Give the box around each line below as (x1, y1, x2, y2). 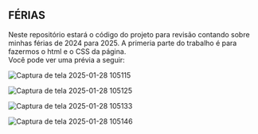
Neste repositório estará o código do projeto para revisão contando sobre (8, 29, 250, 39)
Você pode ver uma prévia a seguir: (8, 55, 125, 64)
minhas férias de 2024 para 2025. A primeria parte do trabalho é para (8, 38, 237, 48)
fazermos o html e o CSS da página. (8, 46, 127, 56)
